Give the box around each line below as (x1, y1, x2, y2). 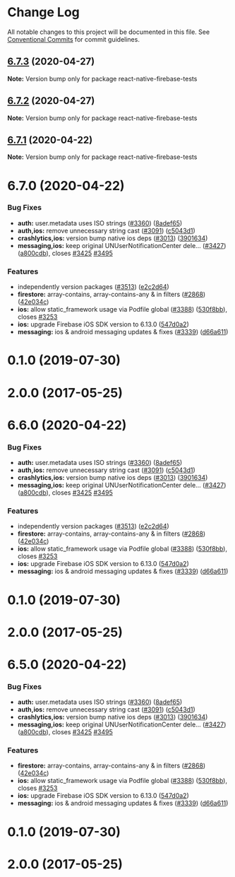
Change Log (7, 4, 80, 20)
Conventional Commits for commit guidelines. (7, 35, 140, 43)
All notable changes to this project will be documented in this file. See (7, 28, 210, 36)
